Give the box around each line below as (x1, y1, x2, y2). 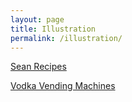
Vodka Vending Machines (10, 80, 116, 92)
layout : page (10, 14, 65, 25)
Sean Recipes (10, 61, 67, 73)
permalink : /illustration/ (10, 33, 123, 43)
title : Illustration (10, 24, 97, 34)
